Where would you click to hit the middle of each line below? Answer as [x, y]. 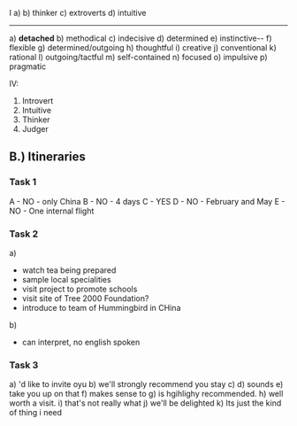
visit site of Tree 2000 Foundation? [85, 298]
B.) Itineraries [48, 157]
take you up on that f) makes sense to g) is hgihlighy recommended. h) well [146, 394]
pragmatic [28, 66]
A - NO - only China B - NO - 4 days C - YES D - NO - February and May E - [147, 201]
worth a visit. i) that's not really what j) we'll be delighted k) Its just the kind [145, 403]
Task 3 [24, 365]
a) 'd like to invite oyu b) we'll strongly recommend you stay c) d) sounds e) [146, 384]
